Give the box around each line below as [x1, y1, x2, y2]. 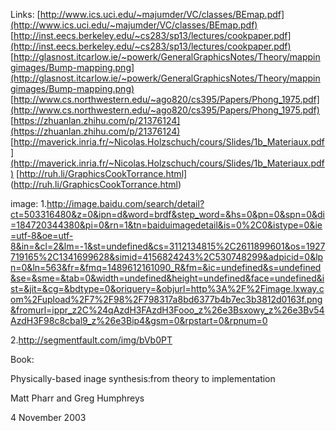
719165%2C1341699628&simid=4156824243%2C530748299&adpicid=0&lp [10, 251, 324, 263]
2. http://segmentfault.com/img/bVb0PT [10, 334, 173, 346]
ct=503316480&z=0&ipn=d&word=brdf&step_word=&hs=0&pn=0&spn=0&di [10, 209, 325, 220]
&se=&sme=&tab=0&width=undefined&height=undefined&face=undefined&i [10, 272, 325, 284]
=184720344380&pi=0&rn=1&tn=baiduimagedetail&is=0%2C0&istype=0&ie [10, 219, 323, 231]
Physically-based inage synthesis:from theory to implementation [10, 373, 276, 384]
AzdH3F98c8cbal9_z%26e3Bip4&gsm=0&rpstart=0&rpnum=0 [10, 315, 268, 326]
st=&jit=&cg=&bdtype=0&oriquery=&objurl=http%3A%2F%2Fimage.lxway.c [10, 283, 325, 294]
